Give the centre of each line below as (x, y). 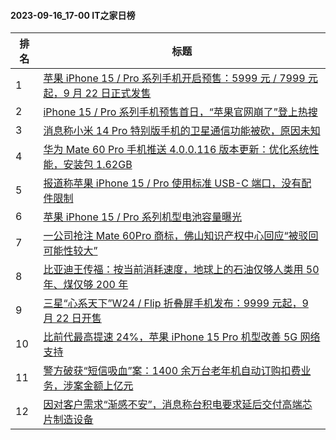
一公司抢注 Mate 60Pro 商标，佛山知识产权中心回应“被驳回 (181, 236)
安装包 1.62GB (98, 165)
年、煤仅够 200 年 (86, 285)
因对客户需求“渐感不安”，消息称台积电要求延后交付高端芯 (178, 405)
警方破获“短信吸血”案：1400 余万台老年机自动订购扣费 (172, 371)
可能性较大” (70, 251)
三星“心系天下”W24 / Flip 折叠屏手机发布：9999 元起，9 (176, 303)
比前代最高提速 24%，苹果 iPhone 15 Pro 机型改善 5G (170, 337)
